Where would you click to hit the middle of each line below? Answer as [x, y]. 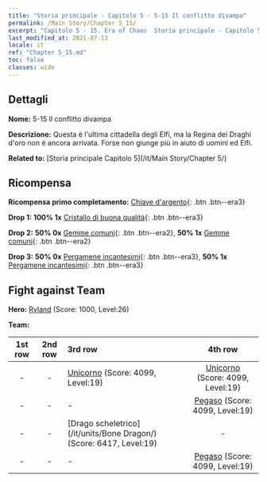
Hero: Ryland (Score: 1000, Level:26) [69, 309]
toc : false [26, 60]
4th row [223, 349]
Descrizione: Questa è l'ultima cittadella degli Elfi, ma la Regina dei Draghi [130, 134]
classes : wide [32, 68]
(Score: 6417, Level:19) [112, 444]
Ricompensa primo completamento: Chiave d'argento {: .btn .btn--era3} [127, 202]
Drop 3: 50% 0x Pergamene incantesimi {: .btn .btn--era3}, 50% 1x [118, 257]
